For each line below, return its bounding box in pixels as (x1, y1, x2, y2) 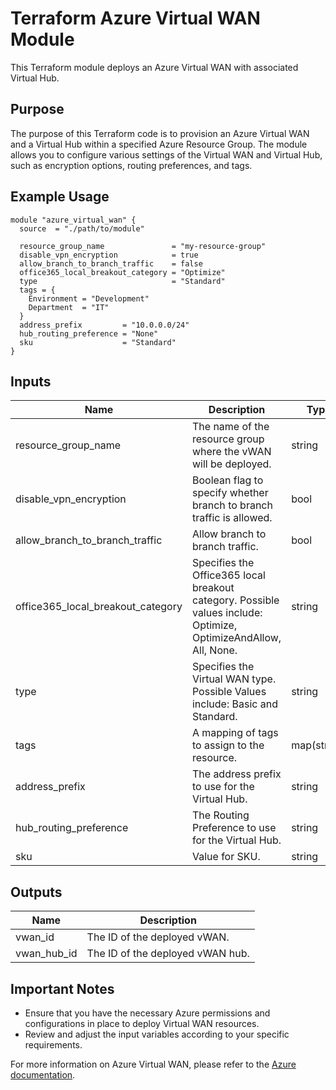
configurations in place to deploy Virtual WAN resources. (24, 1018, 260, 1029)
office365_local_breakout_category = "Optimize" (19, 267, 226, 277)
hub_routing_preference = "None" (19, 328, 159, 339)
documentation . (10, 1069, 76, 1081)
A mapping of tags (191, 726, 279, 740)
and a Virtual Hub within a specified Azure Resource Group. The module (10, 138, 308, 150)
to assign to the (191, 738, 265, 752)
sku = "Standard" (19, 337, 177, 347)
